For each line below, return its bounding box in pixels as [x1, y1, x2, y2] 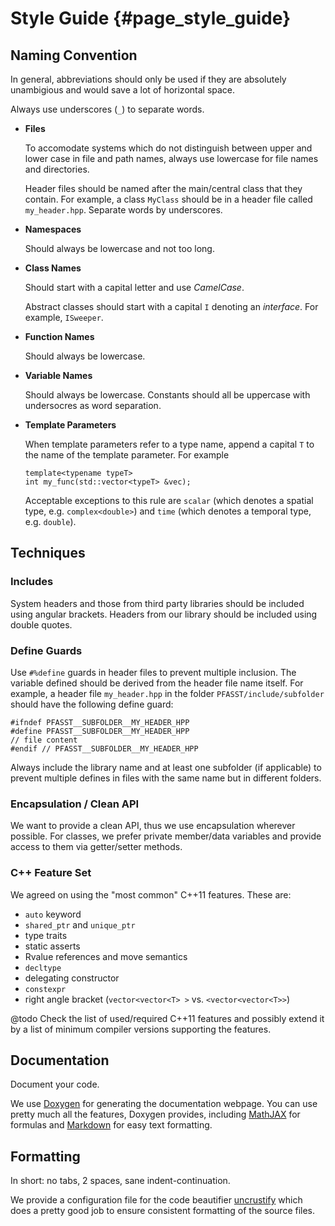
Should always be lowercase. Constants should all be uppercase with [24, 389, 311, 401]
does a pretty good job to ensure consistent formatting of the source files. [10, 1205, 316, 1217]
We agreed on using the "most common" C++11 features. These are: [10, 888, 292, 901]
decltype [24, 963, 62, 973]
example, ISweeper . [24, 312, 104, 323]
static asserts [24, 940, 81, 952]
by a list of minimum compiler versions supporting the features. [10, 1023, 272, 1035]
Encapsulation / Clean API [10, 797, 140, 811]
